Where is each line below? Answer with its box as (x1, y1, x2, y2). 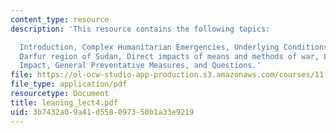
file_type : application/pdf (10, 79, 128, 90)
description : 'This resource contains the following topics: (10, 24, 271, 34)
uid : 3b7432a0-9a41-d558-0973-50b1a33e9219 (10, 107, 195, 117)
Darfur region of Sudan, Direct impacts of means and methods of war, (19, 51, 320, 61)
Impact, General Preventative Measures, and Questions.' (19, 61, 262, 71)
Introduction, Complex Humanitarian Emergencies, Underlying (19, 42, 280, 52)
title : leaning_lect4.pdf (10, 97, 118, 108)
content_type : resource (10, 14, 110, 25)
